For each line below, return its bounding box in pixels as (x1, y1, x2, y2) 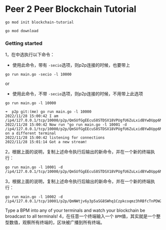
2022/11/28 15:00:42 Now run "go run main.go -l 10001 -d (5, 122, 127, 127)
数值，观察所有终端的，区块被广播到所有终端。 (9, 220, 105, 226)
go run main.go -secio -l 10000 (5, 72, 72, 77)
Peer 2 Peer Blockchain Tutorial (5, 3, 137, 15)
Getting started (5, 39, 43, 46)
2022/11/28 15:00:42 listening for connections (5, 135, 105, 140)
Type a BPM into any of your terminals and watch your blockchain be (5, 207, 146, 213)
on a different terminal (5, 131, 56, 136)
